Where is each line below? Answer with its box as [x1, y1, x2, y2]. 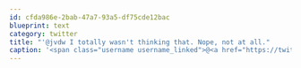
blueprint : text [9, 21, 70, 30]
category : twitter [9, 29, 78, 38]
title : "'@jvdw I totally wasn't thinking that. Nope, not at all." [9, 37, 271, 47]
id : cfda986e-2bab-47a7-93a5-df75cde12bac [9, 12, 170, 22]
